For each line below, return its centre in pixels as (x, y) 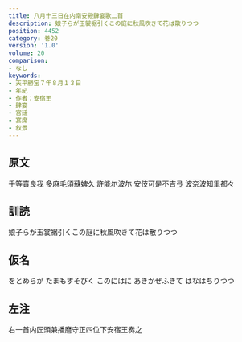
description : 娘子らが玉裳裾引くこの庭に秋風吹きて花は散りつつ (104, 23)
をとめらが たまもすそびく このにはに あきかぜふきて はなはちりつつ (121, 281)
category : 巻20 (33, 38)
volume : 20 (27, 53)
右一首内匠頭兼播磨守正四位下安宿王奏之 (75, 330)
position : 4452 (34, 31)
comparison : (28, 61)
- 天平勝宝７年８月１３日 (45, 83)
